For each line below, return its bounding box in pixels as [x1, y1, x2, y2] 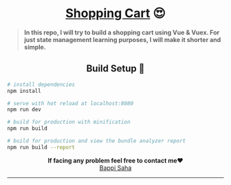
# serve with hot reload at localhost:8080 [7, 100, 134, 107]
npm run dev [7, 106, 41, 113]
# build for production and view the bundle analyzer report [7, 138, 186, 144]
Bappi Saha [99, 164, 132, 172]
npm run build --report [7, 144, 76, 151]
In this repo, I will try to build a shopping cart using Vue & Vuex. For [23, 28, 220, 36]
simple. [23, 43, 46, 51]
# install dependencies [7, 81, 76, 88]
